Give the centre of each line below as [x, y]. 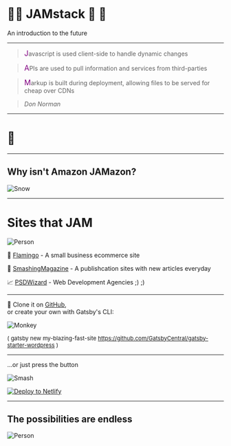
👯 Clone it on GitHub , [37, 304]
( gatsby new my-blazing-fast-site [52, 338]
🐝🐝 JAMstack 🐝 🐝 [57, 14]
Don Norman [42, 104]
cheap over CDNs [49, 90]
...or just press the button [43, 364]
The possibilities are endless [70, 420]
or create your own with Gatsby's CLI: [61, 311]
